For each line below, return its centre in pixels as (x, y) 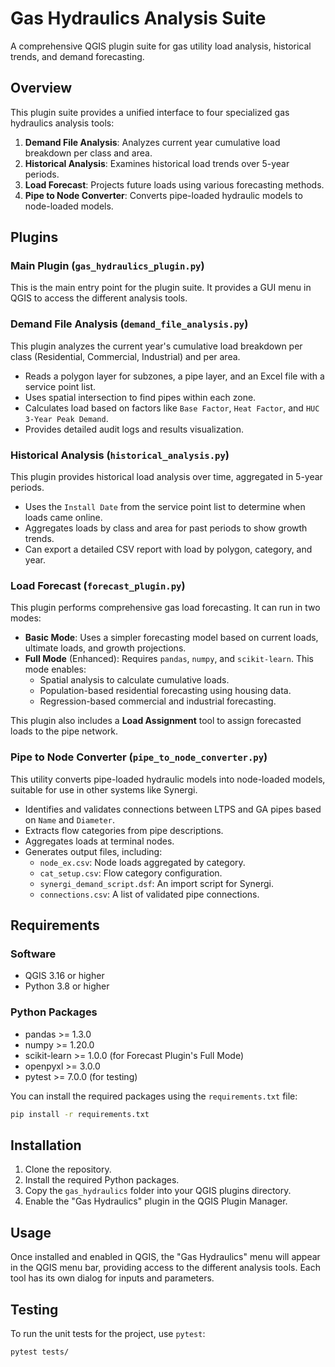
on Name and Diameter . (69, 819)
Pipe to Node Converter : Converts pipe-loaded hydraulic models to (163, 195)
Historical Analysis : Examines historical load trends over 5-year (157, 163)
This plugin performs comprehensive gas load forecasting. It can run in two (165, 608)
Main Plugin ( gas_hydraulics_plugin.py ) (107, 266)
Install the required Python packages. (102, 1180)
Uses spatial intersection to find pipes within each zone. (140, 397)
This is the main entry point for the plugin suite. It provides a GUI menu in (161, 288)
